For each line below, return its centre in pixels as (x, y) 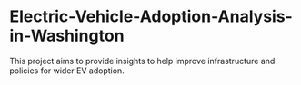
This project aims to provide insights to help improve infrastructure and (142, 61)
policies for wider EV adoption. (67, 71)
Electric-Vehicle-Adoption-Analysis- (151, 17)
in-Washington (67, 36)
